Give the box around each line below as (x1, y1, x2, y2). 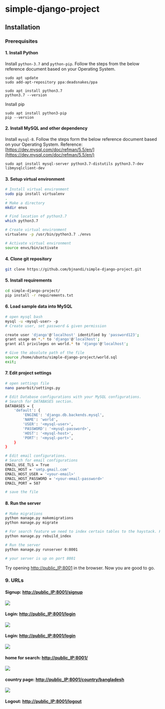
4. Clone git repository (5, 256, 52, 262)
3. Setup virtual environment (5, 176, 65, 182)
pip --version (5, 115, 34, 120)
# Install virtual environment (5, 187, 69, 192)
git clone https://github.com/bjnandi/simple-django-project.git (5, 266, 141, 272)
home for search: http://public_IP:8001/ (5, 655, 88, 660)
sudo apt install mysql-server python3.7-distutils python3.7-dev (5, 161, 144, 166)
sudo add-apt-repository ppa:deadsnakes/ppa (5, 79, 98, 84)
